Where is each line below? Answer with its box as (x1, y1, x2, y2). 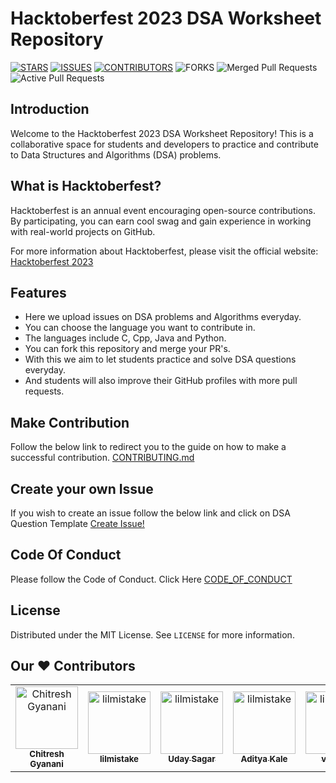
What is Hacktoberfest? (10, 178, 162, 195)
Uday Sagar (168, 753, 216, 765)
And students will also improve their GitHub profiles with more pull (24, 375, 298, 387)
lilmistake (99, 753, 140, 765)
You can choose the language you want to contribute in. (24, 322, 256, 334)
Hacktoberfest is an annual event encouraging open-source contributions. (10, 204, 316, 216)
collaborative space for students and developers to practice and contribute (10, 138, 319, 150)
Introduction (10, 101, 90, 118)
